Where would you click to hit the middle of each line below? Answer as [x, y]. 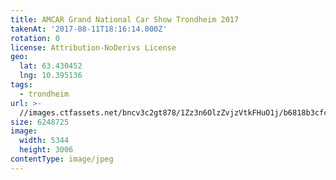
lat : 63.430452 [51, 66]
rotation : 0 [35, 38]
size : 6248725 [40, 122]
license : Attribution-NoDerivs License [93, 47]
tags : [21, 85]
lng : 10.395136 [51, 76]
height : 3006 [46, 150]
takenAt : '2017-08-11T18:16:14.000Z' [89, 29]
